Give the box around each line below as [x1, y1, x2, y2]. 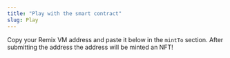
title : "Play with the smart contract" [7, 10, 122, 17]
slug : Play [7, 17, 39, 23]
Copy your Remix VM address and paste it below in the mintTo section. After [7, 35, 224, 43]
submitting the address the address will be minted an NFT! [7, 43, 174, 51]
